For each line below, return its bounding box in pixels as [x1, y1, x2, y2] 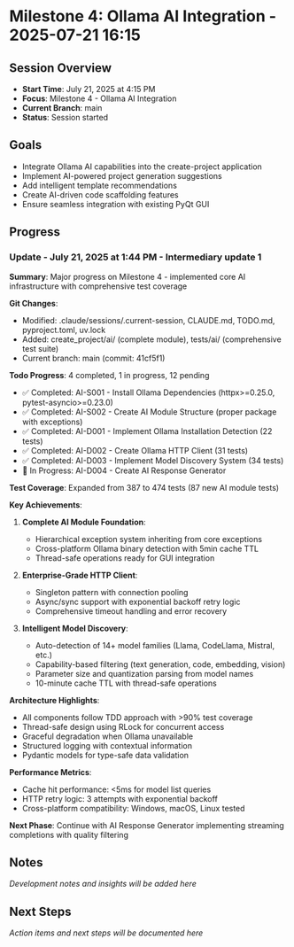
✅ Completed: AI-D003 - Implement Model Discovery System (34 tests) [21, 454, 284, 466]
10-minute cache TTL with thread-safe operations [35, 678, 217, 688]
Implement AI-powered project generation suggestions [21, 170, 223, 181]
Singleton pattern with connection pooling [35, 586, 189, 597]
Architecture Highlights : [9, 695, 100, 705]
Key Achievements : [9, 499, 82, 510]
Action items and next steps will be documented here [9, 928, 204, 938]
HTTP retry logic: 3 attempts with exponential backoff [21, 793, 219, 803]
